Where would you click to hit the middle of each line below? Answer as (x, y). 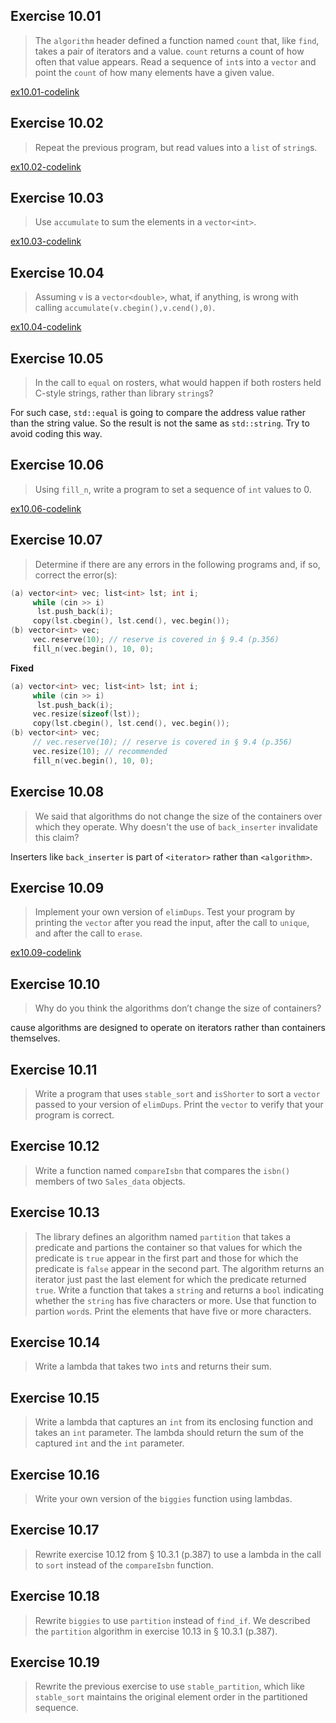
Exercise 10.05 (57, 358)
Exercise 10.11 (54, 1069)
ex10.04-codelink (46, 327)
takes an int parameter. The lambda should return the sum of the (169, 1433)
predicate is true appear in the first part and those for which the (166, 1258)
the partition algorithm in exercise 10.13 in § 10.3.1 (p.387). (156, 1631)
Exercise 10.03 (57, 198)
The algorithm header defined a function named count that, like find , (177, 40)
